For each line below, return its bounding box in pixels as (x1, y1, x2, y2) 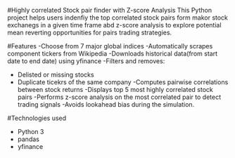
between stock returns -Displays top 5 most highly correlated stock (17, 86, 213, 93)
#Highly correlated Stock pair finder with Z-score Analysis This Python (7, 6, 212, 14)
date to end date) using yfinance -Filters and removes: (7, 57, 165, 65)
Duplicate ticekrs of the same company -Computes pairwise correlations (17, 78, 229, 86)
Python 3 (17, 128, 44, 136)
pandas (17, 135, 40, 143)
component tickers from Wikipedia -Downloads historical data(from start (7, 49, 218, 58)
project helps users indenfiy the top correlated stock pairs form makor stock (7, 13, 229, 22)
